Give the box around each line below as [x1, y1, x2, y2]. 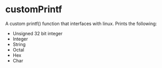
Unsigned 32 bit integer [12, 30, 63, 36]
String [12, 41, 26, 47]
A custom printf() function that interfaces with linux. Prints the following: [5, 20, 157, 27]
